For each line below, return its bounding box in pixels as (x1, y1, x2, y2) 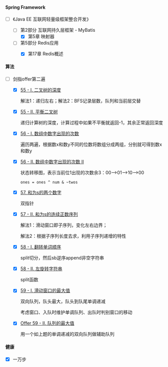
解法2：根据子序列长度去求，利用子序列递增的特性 (20, 233, 127, 239)
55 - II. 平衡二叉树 (20, 108, 58, 115)
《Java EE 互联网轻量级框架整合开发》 (12, 16, 91, 23)
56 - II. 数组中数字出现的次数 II (20, 158, 84, 165)
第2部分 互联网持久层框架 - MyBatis (20, 27, 95, 33)
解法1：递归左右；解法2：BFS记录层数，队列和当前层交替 (20, 97, 141, 104)
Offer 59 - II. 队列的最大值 (20, 320, 75, 327)
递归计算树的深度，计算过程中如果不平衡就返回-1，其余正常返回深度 (20, 119, 163, 126)
